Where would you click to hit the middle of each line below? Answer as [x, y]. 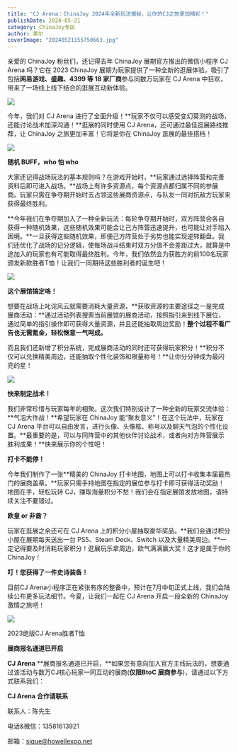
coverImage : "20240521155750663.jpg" [63, 40]
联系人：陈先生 [29, 711]
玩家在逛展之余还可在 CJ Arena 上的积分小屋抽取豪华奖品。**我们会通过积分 [119, 531]
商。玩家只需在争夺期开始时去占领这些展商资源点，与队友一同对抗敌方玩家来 [119, 195]
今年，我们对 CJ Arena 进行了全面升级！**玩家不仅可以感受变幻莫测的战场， [119, 116]
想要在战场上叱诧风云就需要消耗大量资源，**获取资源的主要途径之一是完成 [116, 306]
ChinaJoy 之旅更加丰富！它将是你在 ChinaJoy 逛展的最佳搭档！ [120, 134]
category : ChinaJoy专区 [41, 27]
